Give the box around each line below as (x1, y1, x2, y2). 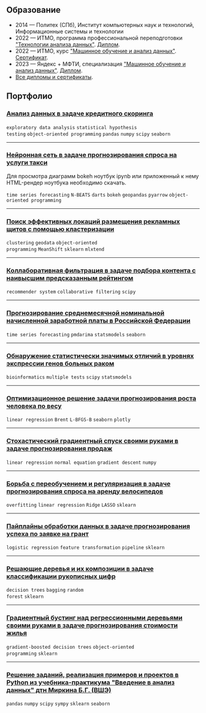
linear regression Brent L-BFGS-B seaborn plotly (6, 417, 131, 423)
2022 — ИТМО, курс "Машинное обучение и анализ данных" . (15, 47, 177, 55)
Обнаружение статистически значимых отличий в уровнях (6, 352, 194, 360)
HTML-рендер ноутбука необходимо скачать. (6, 179, 127, 186)
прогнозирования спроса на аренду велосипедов (6, 487, 164, 496)
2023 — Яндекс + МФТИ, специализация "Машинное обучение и (15, 60, 186, 67)
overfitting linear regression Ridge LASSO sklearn (6, 502, 136, 508)
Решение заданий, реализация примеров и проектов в (6, 670, 179, 679)
